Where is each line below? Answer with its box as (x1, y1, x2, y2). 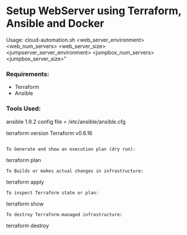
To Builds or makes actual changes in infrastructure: (6, 168, 144, 174)
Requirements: (6, 70, 50, 78)
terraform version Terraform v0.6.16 (6, 129, 93, 137)
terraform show (6, 200, 44, 207)
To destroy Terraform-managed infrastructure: (6, 211, 123, 217)
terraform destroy (6, 222, 49, 229)
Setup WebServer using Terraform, (6, 4, 182, 18)
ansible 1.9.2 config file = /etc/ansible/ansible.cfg (6, 118, 126, 125)
